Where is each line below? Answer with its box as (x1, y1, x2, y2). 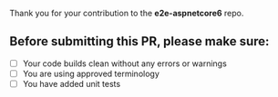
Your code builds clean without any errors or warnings (22, 58, 228, 69)
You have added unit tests (22, 78, 121, 89)
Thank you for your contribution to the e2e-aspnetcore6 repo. (9, 8, 244, 18)
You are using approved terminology (22, 68, 160, 79)
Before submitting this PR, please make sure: (9, 34, 270, 49)
